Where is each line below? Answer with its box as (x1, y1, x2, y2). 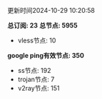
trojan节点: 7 (17, 75, 55, 83)
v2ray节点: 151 (17, 84, 60, 92)
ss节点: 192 (17, 66, 51, 74)
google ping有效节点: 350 (7, 52, 84, 59)
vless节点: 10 (17, 36, 56, 45)
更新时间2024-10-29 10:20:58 (7, 6, 95, 14)
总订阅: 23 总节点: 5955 (7, 21, 78, 30)
